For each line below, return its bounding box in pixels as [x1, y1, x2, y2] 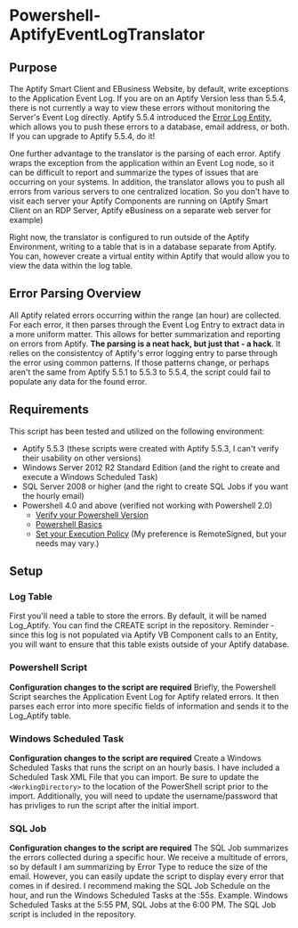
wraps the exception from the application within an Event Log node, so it [9, 158, 275, 168]
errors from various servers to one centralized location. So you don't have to [9, 186, 290, 196]
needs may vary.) [35, 537, 100, 549]
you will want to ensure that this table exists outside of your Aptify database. [9, 639, 290, 650]
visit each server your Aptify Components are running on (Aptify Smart [9, 195, 269, 206]
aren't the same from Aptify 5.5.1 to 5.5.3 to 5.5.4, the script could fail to [9, 367, 271, 377]
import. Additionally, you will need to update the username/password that [9, 791, 278, 801]
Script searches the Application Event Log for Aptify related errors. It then [9, 691, 279, 701]
